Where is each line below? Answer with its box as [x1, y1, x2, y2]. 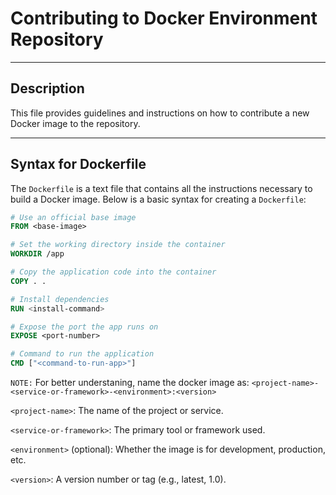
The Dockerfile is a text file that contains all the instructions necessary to [10, 182, 313, 194]
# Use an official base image [10, 212, 137, 222]
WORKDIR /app [10, 249, 65, 259]
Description [10, 80, 85, 97]
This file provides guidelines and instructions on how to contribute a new [10, 107, 310, 119]
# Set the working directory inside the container [10, 240, 226, 250]
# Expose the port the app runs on [10, 322, 159, 332]
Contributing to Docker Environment [10, 7, 318, 30]
